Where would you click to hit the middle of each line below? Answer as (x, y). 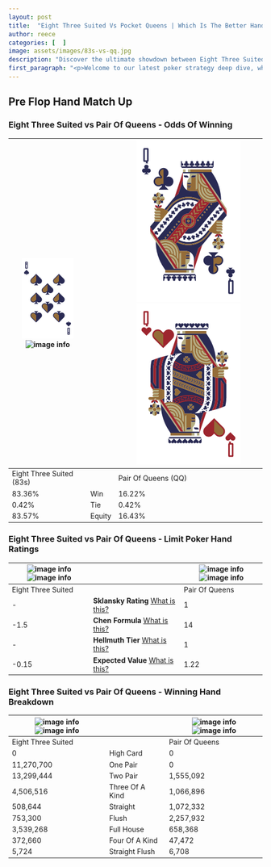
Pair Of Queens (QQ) (152, 478)
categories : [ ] (38, 43)
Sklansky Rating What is (134, 601)
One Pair (123, 764)
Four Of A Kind (133, 840)
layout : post (30, 17)
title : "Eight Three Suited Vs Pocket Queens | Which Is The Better (128, 25)
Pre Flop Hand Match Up (71, 102)
